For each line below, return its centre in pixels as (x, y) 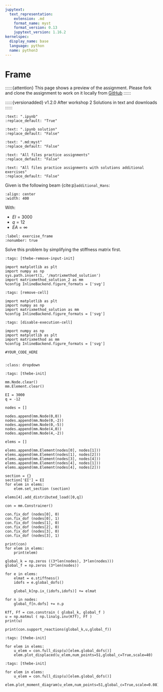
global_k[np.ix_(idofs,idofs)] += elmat (55, 591)
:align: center (20, 194)
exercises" (16, 172)
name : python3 (24, 50)
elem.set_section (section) (42, 489)
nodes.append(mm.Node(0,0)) (33, 416)
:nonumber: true (21, 241)
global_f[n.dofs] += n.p (39, 604)
